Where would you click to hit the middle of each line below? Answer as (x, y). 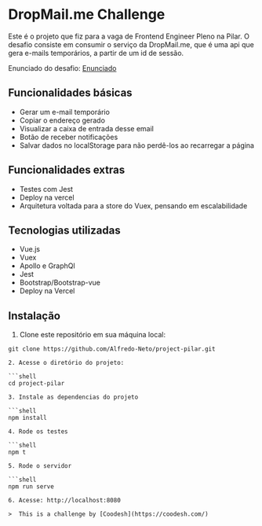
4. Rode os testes (38, 432)
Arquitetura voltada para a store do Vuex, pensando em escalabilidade (133, 205)
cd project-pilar (36, 384)
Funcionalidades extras (67, 170)
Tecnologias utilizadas (64, 230)
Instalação (35, 316)
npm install (27, 418)
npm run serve (31, 487)
